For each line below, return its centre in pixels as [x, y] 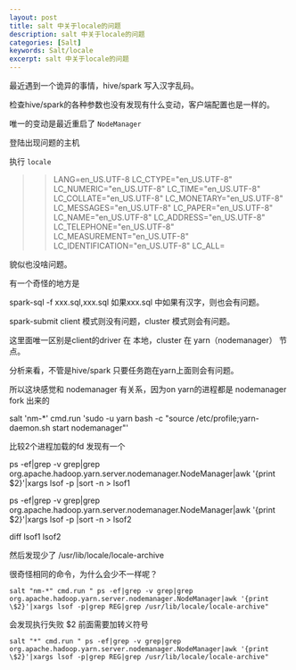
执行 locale [30, 161]
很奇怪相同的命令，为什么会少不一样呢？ [83, 574]
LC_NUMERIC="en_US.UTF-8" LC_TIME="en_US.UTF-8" [157, 189]
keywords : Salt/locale [51, 51]
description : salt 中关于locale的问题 [77, 34]
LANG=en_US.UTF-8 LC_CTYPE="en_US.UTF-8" [143, 179]
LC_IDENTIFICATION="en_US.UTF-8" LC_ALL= [139, 246]
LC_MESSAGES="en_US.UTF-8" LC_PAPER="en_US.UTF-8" [163, 208]
